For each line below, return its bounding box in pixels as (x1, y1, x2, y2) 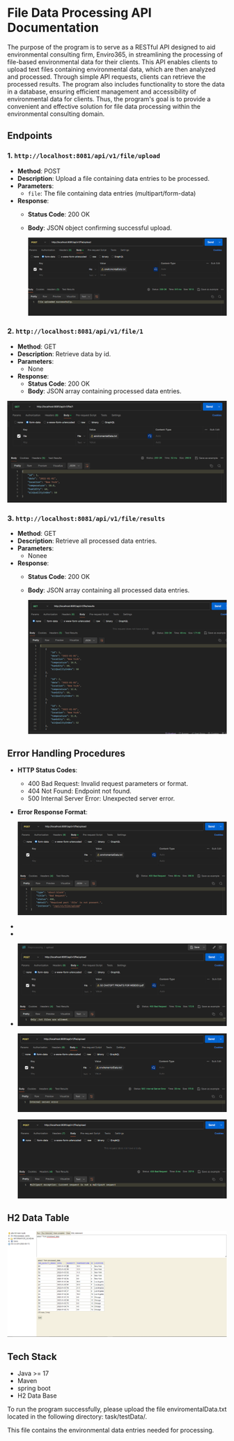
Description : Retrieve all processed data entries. (17, 536, 157, 545)
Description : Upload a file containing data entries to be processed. (17, 174, 210, 182)
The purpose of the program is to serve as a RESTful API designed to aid (7, 43, 216, 51)
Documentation (7, 20, 100, 36)
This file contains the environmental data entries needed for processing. (7, 1426, 214, 1434)
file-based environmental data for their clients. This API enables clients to (7, 57, 218, 66)
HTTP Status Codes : (17, 766, 78, 775)
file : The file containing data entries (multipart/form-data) (27, 189, 196, 197)
